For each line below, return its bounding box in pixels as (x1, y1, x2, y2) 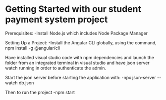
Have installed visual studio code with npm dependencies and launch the (5, 54, 155, 60)
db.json (18, 80, 34, 86)
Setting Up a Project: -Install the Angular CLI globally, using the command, (5, 39, 157, 45)
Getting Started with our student (5, 3, 141, 15)
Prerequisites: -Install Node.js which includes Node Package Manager (5, 30, 148, 36)
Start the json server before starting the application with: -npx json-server (5, 74, 156, 80)
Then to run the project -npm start (5, 89, 75, 95)
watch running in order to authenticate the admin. (5, 65, 107, 71)
